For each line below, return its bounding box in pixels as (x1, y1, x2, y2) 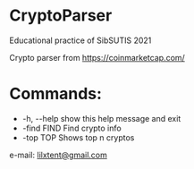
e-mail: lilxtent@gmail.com (9, 149, 107, 160)
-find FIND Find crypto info (21, 123, 122, 133)
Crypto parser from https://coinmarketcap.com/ (9, 52, 185, 63)
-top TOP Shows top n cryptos (21, 131, 135, 143)
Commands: (9, 84, 103, 104)
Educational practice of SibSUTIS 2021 (9, 35, 152, 46)
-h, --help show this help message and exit (21, 113, 181, 123)
